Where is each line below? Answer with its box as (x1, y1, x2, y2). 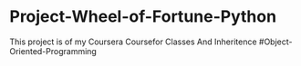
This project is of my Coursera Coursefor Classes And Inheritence (9, 36, 257, 47)
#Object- (258, 36, 293, 47)
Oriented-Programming (9, 45, 98, 56)
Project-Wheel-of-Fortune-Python (9, 6, 276, 27)
